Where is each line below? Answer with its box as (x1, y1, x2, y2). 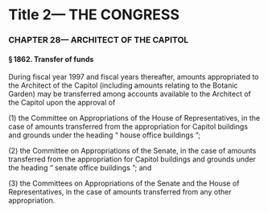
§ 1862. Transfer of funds (8, 54, 94, 63)
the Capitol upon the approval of (8, 98, 116, 108)
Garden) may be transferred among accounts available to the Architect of (8, 89, 252, 99)
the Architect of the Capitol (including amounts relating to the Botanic (8, 80, 238, 90)
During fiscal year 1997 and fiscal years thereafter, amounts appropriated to (8, 72, 259, 82)
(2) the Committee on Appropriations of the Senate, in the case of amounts (8, 146, 257, 156)
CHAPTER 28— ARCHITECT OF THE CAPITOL (8, 35, 189, 46)
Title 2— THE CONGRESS (8, 6, 179, 24)
